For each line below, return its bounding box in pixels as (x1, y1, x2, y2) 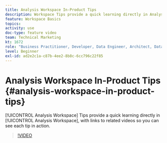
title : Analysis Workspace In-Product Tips (5, 7, 97, 12)
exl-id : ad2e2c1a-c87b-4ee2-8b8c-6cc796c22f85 (5, 53, 103, 59)
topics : (5, 21, 21, 26)
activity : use (5, 26, 35, 31)
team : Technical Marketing (5, 35, 61, 40)
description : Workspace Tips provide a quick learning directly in (5, 12, 148, 17)
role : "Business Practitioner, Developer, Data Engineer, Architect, (5, 44, 153, 49)
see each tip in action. (5, 123, 51, 129)
